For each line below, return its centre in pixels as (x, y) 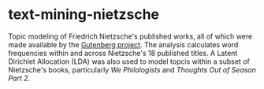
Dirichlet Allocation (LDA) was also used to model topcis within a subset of (129, 61)
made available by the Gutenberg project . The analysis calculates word (123, 44)
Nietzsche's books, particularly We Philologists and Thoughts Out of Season (132, 69)
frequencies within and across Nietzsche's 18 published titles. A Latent (123, 53)
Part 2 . (19, 78)
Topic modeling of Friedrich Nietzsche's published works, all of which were (130, 36)
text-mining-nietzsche (84, 15)
